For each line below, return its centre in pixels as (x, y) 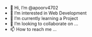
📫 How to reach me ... (33, 29)
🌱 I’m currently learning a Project (44, 18)
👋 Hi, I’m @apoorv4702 (34, 8)
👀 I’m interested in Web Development (48, 13)
